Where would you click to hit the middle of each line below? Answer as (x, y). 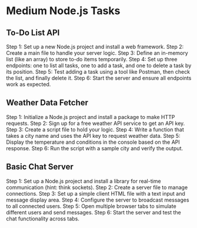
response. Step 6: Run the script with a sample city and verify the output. (95, 148)
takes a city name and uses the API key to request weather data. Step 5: (93, 136)
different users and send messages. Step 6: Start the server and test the (94, 212)
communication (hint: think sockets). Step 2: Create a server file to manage (97, 187)
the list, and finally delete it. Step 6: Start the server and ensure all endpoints (99, 78)
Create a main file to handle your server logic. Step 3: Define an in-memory (97, 53)
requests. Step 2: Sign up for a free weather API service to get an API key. (96, 123)
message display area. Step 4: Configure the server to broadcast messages (98, 200)
